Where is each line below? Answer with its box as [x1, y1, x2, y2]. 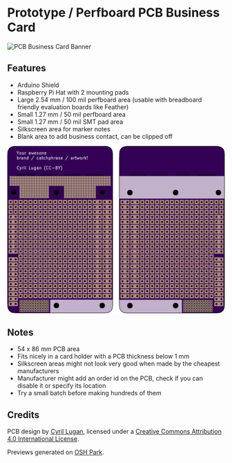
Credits [7, 409, 40, 421]
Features [7, 62, 46, 74]
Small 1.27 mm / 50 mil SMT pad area [17, 117, 123, 126]
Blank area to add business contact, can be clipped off [17, 132, 173, 140]
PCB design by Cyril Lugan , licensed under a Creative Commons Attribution [7, 427, 222, 436]
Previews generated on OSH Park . [7, 448, 104, 457]
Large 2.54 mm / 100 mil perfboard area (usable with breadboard [17, 95, 202, 104]
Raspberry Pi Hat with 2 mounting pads [17, 88, 129, 96]
